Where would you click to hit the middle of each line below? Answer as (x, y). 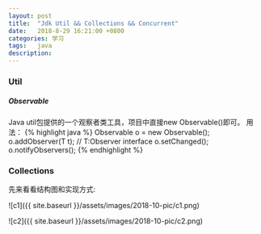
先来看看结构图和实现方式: (52, 190)
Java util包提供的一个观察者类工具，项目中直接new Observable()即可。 (126, 122)
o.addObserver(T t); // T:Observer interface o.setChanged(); (109, 141)
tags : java (30, 46)
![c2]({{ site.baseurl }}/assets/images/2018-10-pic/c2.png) (106, 221)
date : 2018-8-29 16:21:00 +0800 (67, 31)
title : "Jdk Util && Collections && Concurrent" (94, 23)
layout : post (30, 16)
